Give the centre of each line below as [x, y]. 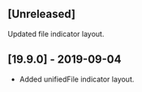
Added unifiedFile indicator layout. [77, 79]
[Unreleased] [42, 14]
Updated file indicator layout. [56, 33]
